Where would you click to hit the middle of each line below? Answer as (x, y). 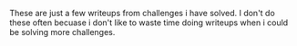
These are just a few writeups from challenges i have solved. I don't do (142, 13)
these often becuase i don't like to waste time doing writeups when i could (149, 23)
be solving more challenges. (62, 32)
